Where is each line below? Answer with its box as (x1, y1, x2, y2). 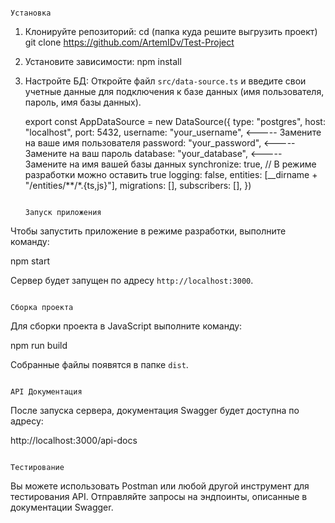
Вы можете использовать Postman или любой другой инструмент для (10, 480, 310, 492)
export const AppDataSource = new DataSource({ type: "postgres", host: (24, 116, 326, 127)
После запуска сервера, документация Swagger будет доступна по (10, 405, 300, 416)
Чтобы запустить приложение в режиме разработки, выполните (10, 225, 287, 237)
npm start (10, 255, 51, 267)
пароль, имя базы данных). (24, 96, 142, 108)
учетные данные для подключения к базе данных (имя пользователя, (24, 86, 325, 97)
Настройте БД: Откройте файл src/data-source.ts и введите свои (24, 75, 307, 87)
